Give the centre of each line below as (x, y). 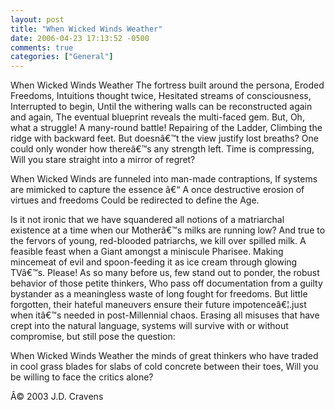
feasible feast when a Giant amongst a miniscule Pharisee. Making (147, 252)
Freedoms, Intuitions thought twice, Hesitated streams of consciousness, (161, 96)
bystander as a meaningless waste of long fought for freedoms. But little (159, 294)
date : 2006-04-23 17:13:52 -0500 (80, 38)
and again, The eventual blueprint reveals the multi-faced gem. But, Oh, (157, 117)
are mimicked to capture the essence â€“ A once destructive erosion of (157, 190)
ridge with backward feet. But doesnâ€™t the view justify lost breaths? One (164, 138)
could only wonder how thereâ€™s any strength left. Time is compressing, (162, 149)
